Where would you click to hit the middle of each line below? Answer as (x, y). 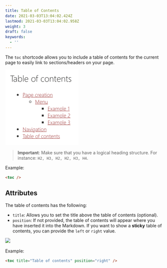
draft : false (19, 32)
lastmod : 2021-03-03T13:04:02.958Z (42, 21)
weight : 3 (15, 27)
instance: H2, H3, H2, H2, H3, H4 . (53, 158)
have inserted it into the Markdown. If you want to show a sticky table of (87, 225)
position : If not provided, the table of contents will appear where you (83, 220)
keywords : (15, 37)
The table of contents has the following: (46, 205)
